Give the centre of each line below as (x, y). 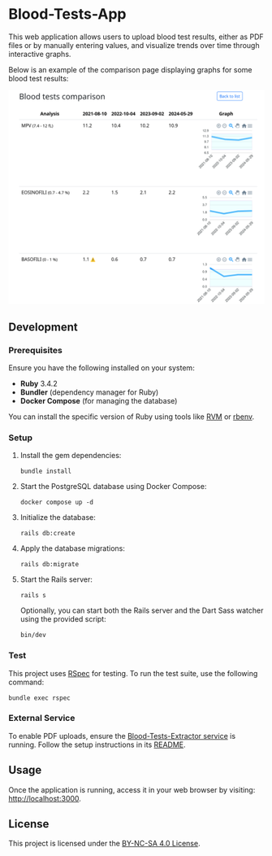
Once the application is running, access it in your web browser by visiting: (132, 789)
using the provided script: (63, 619)
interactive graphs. (40, 54)
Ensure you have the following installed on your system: (101, 368)
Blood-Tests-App (68, 14)
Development (43, 327)
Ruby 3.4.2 (39, 383)
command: (26, 682)
